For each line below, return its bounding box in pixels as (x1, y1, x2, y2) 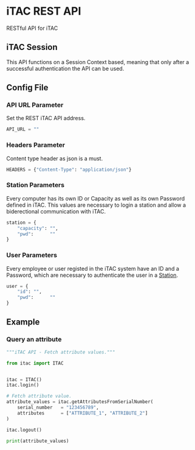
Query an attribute (6, 335, 62, 344)
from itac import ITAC (6, 360, 64, 366)
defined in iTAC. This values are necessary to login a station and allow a (6, 201, 186, 209)
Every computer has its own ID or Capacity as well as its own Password (6, 195, 185, 202)
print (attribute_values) (6, 438, 69, 444)
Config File (6, 82, 49, 93)
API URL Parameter (6, 101, 64, 109)
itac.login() (6, 382, 39, 388)
